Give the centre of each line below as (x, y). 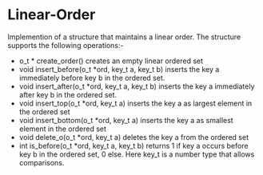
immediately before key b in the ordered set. (92, 78)
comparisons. (42, 162)
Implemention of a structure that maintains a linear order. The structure (124, 37)
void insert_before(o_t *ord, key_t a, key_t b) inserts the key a (119, 69)
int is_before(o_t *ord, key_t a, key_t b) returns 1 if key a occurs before (133, 145)
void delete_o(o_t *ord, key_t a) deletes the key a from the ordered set (134, 137)
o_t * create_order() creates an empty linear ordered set (111, 61)
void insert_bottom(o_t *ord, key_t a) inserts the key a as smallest (126, 120)
